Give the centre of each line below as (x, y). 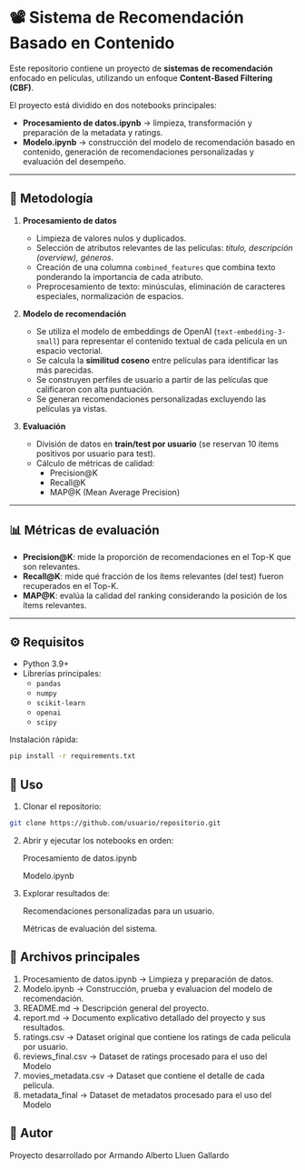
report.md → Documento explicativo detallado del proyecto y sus (144, 1017)
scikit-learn (61, 704)
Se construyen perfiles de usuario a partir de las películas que (152, 379)
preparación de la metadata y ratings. (93, 132)
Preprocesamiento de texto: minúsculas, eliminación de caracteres (161, 286)
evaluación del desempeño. (74, 161)
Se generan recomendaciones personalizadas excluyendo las (151, 399)
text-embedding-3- (251, 332)
